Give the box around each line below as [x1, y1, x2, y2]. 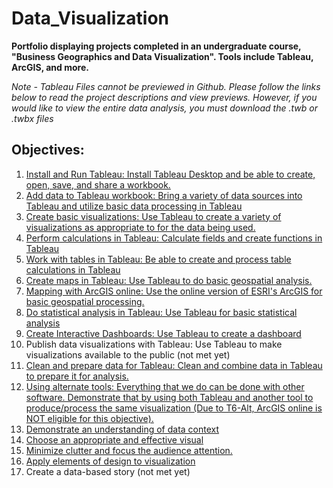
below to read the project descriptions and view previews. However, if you [11, 91, 318, 103]
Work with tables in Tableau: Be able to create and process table [25, 253, 292, 265]
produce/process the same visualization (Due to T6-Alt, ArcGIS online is [25, 402, 323, 414]
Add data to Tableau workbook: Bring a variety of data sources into [25, 189, 303, 201]
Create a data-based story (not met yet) [25, 465, 191, 477]
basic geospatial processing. [25, 295, 145, 307]
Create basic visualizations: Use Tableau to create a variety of [25, 210, 282, 222]
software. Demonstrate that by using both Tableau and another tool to [25, 391, 314, 403]
